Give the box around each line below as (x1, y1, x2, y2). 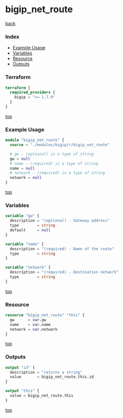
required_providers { (10, 90, 56, 95)
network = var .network (10, 327, 58, 332)
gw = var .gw (10, 317, 47, 322)
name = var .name (10, 322, 51, 327)
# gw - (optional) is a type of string (10, 151, 94, 156)
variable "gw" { (5, 213, 39, 218)
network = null (10, 175, 42, 180)
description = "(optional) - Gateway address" (10, 218, 110, 224)
